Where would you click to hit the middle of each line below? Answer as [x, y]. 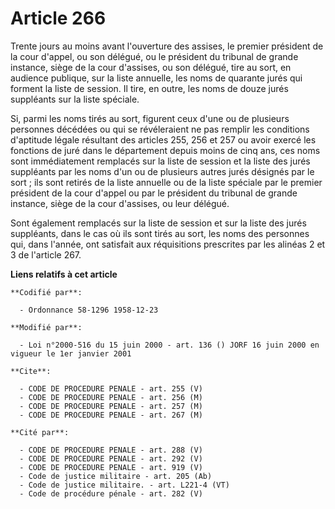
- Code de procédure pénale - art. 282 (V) [111, 493]
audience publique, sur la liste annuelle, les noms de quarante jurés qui [156, 78]
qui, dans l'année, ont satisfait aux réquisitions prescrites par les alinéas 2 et [168, 244]
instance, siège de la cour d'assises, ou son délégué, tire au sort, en [151, 67]
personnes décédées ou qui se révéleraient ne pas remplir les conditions [160, 129]
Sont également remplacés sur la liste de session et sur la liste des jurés [158, 223]
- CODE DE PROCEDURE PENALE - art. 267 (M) [111, 415]
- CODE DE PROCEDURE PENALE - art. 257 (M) [111, 406]
